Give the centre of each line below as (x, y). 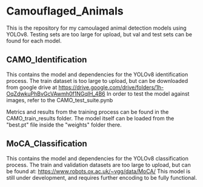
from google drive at (32, 87)
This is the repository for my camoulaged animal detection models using (96, 28)
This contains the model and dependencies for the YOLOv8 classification (98, 158)
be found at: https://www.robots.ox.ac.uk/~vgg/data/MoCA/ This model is (98, 171)
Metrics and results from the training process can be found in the (88, 112)
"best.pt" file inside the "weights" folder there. (64, 125)
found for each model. (34, 41)
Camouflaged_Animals (65, 11)
